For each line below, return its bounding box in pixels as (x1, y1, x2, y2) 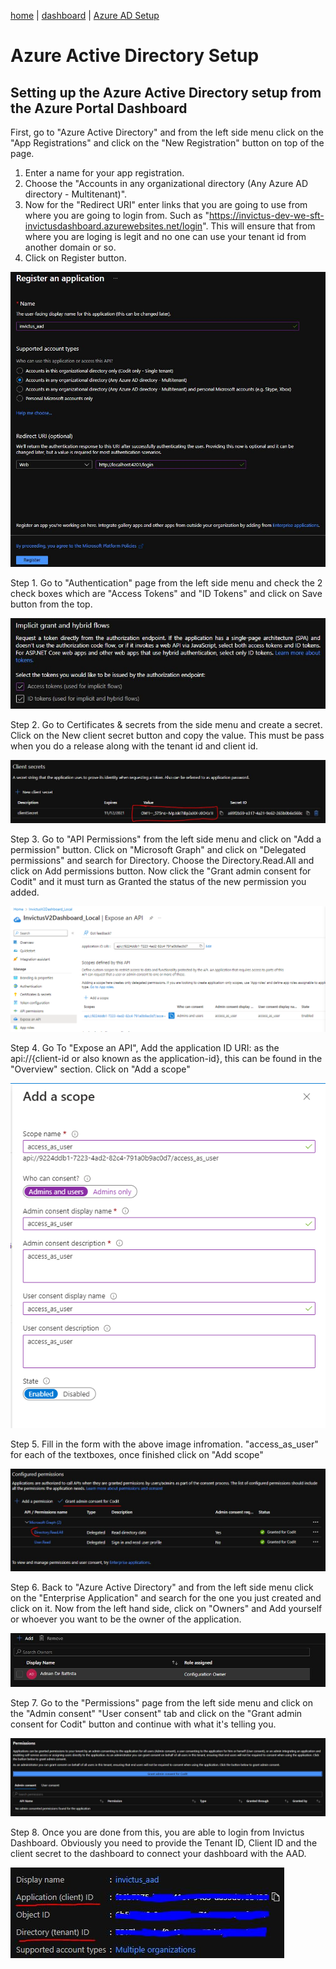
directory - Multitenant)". (24, 188, 128, 200)
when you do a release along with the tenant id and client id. (10, 740, 259, 752)
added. (10, 886, 40, 899)
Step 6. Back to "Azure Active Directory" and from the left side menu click (10, 1581, 314, 1594)
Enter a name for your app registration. (24, 167, 185, 179)
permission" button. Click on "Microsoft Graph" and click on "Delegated (10, 844, 307, 856)
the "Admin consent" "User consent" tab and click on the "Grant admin (10, 1708, 303, 1720)
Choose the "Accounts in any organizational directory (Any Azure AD (24, 178, 309, 189)
